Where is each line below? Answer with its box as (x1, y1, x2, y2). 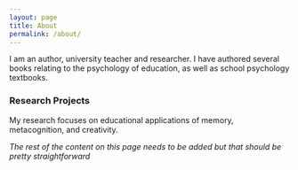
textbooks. (9, 73, 49, 83)
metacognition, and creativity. (9, 124, 118, 135)
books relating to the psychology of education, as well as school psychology (9, 63, 290, 73)
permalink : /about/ (9, 29, 82, 38)
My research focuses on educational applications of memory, (9, 114, 234, 125)
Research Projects (9, 95, 91, 107)
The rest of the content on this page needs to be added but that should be (9, 141, 282, 151)
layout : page (9, 12, 58, 22)
